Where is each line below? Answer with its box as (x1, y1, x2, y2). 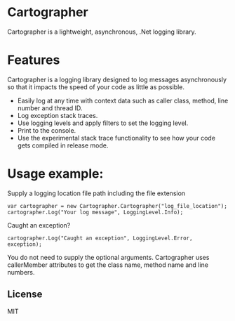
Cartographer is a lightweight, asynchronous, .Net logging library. (7, 27, 196, 36)
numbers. (7, 268, 35, 276)
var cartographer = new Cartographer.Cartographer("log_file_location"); (7, 202, 228, 209)
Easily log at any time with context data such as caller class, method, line (17, 96, 229, 105)
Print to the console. (17, 126, 76, 134)
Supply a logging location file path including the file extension (7, 189, 186, 197)
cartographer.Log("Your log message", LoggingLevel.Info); (7, 209, 184, 216)
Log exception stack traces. (17, 111, 98, 119)
